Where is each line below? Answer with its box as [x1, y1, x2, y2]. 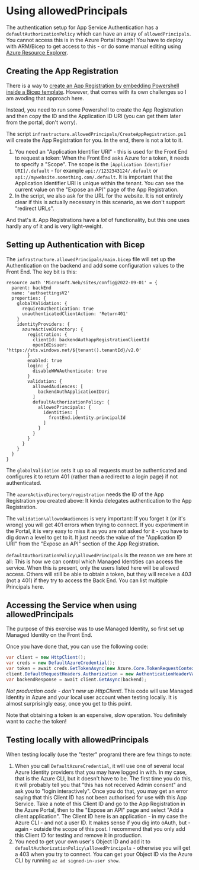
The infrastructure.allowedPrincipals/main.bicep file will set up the [6, 255, 176, 262]
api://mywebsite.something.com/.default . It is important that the [14, 173, 173, 180]
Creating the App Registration [6, 66, 118, 77]
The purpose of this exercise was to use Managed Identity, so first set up [6, 625, 185, 633]
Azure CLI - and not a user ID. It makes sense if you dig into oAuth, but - [14, 819, 191, 826]
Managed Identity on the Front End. [6, 631, 93, 639]
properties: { [11, 295, 46, 301]
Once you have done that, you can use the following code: [6, 643, 149, 650]
